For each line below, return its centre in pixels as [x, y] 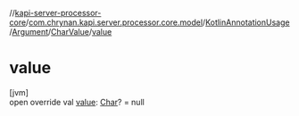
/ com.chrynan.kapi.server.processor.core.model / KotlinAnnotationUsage [158, 22]
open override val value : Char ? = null [77, 102]
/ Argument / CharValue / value [61, 32]
